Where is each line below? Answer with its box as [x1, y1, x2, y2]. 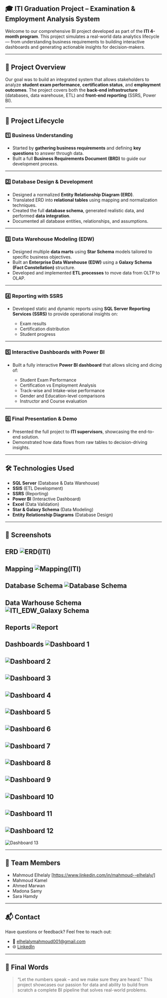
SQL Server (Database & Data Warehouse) [12, 480, 100, 486]
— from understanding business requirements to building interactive [5, 38, 145, 44]
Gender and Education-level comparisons [19, 393, 105, 399]
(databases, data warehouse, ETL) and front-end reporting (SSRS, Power [5, 92, 157, 98]
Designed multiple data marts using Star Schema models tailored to [12, 249, 153, 255]
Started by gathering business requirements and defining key [12, 145, 141, 151]
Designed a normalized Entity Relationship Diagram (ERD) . [12, 191, 134, 197]
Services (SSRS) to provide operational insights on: [12, 311, 118, 317]
